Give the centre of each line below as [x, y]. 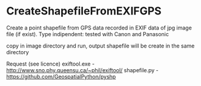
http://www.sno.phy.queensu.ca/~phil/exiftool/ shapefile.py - [82, 70]
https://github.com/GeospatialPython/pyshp [61, 76]
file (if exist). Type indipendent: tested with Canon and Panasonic [88, 34]
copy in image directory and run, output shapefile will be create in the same [100, 46]
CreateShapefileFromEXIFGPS [84, 11]
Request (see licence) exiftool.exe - [51, 64]
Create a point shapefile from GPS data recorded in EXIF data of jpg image [99, 28]
